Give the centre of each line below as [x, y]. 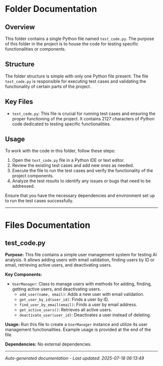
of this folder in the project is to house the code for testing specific [72, 44]
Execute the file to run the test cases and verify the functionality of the [82, 171]
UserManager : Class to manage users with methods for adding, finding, [82, 284]
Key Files [19, 102]
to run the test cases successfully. [39, 201]
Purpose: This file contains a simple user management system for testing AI [81, 255]
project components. [33, 176]
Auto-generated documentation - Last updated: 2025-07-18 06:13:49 [74, 358]
